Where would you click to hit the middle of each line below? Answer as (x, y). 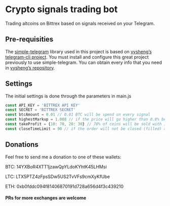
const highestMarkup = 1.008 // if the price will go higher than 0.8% (82, 119)
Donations (22, 145)
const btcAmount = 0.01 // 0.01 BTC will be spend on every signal (78, 115)
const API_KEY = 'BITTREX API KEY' (43, 105)
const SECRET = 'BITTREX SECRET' (40, 110)
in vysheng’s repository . (30, 67)
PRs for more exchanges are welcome (46, 198)
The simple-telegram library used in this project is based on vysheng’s (78, 51)
